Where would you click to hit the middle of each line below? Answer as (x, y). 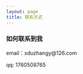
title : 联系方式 (24, 17)
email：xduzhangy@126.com (41, 53)
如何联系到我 (25, 39)
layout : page (22, 12)
